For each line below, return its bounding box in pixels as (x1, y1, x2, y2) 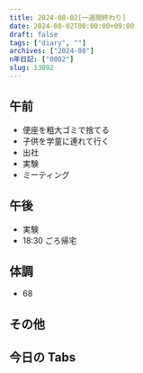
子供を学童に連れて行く (22, 136, 110, 147)
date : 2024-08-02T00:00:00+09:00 (9, 22, 135, 31)
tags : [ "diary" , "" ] (9, 38, 87, 48)
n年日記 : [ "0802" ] (9, 55, 75, 64)
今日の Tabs (9, 350, 76, 365)
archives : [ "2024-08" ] (9, 47, 94, 56)
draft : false (9, 30, 58, 39)
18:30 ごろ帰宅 (22, 235, 77, 245)
